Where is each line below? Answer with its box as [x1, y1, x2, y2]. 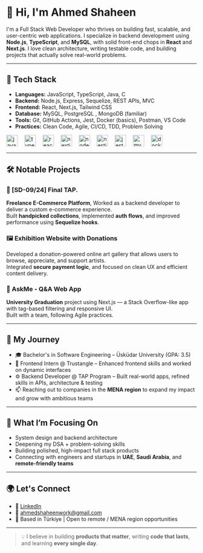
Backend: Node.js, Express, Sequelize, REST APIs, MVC [14, 97, 155, 104]
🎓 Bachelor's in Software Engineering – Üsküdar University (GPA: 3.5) [14, 351, 191, 358]
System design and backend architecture [14, 434, 118, 441]
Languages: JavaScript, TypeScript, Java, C [14, 90, 126, 98]
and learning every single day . [21, 540, 98, 547]
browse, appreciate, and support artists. [6, 257, 106, 264]
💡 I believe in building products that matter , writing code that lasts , [21, 533, 190, 540]
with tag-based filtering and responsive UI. [6, 305, 113, 313]
